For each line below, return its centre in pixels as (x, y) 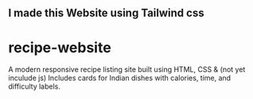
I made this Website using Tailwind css (106, 13)
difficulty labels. (35, 86)
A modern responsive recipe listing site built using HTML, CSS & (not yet (127, 69)
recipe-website (60, 48)
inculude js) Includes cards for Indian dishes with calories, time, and (120, 78)
